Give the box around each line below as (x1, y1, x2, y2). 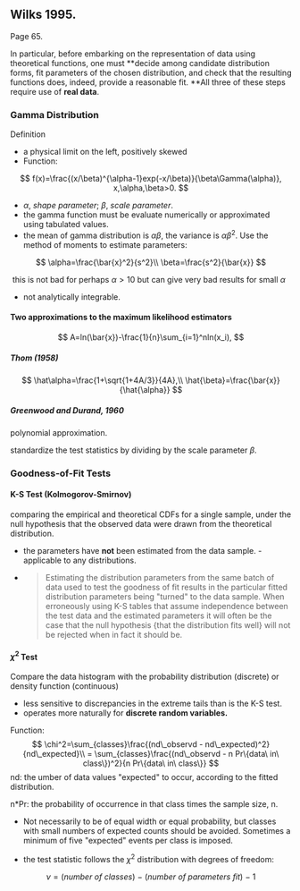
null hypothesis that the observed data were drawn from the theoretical (10, 519, 272, 530)
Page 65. (10, 30, 44, 41)
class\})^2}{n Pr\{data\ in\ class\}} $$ (82, 758, 220, 768)
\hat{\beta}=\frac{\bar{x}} (185, 375, 280, 386)
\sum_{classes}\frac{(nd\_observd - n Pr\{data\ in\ (94, 748, 279, 759)
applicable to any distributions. (22, 555, 137, 566)
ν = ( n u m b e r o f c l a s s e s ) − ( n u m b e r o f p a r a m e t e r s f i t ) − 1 (46, 871, 256, 882)
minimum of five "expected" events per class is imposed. (22, 835, 233, 845)
